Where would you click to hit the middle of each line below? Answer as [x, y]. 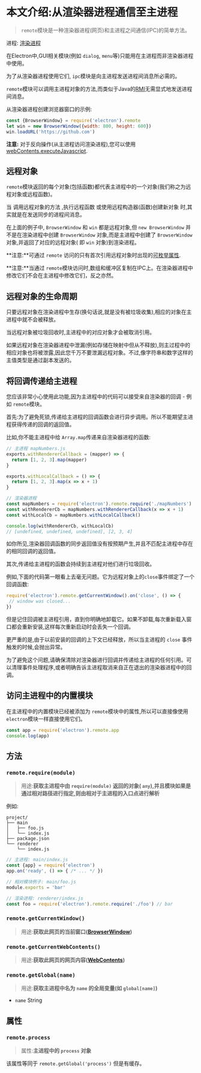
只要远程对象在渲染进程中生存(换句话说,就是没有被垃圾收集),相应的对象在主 [99, 312]
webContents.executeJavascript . [47, 150]
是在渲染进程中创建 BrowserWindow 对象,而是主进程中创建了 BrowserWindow [102, 235]
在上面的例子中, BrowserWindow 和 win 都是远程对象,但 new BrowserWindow [95, 227]
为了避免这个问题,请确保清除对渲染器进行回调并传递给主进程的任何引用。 [97, 660]
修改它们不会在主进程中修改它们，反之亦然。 [61, 276]
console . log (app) [28, 736]
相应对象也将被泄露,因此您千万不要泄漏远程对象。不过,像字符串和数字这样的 [100, 353]
